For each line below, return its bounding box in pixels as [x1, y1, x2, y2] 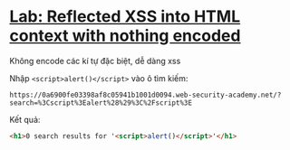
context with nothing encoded [9, 25, 241, 46]
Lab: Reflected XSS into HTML [9, 6, 241, 27]
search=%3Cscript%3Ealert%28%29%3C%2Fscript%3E [9, 98, 193, 108]
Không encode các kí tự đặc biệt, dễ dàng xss [9, 55, 181, 66]
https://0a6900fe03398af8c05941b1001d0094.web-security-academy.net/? [9, 90, 282, 99]
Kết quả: [9, 114, 41, 125]
